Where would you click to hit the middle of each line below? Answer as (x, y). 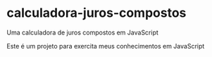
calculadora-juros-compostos (96, 13)
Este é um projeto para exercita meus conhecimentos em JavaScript (106, 46)
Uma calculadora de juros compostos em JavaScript (83, 32)
